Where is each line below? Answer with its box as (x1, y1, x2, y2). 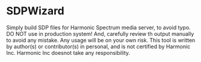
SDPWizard (6, 4, 64, 18)
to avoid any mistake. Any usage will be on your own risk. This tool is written (6, 36, 196, 44)
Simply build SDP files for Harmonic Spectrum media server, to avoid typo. (6, 24, 191, 31)
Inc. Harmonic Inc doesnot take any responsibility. (6, 49, 131, 56)
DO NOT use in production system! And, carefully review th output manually (6, 30, 194, 37)
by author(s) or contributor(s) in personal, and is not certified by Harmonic (6, 43, 191, 50)
